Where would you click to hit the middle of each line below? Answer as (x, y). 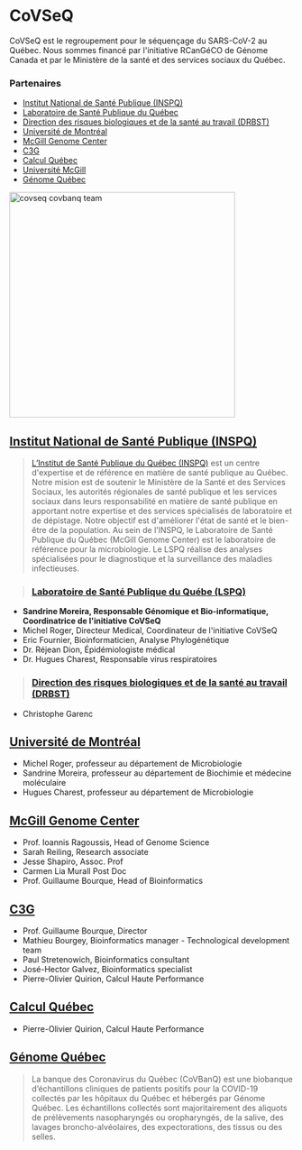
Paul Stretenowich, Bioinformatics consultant (106, 960)
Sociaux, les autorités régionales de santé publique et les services (154, 492)
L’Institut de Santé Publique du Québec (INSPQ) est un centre (145, 463)
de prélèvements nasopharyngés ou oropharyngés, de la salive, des (157, 1117)
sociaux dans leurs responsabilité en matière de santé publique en (154, 501)
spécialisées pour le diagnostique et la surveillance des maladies (152, 559)
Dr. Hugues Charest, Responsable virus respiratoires (120, 659)
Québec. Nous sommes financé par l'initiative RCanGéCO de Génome (139, 50)
